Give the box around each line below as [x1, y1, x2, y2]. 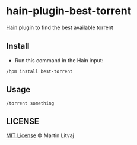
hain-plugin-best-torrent [6, 4, 132, 18]
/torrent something [6, 100, 55, 106]
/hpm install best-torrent [6, 68, 73, 74]
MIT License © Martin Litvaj [6, 132, 74, 139]
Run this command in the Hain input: [14, 56, 104, 64]
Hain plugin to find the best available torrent [6, 24, 114, 31]
